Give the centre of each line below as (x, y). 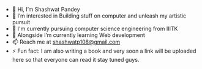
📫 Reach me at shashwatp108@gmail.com (66, 42)
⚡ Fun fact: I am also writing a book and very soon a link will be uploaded (104, 51)
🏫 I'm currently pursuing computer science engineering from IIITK (95, 28)
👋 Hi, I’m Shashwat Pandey (46, 9)
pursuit (21, 22)
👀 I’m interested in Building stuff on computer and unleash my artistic (99, 16)
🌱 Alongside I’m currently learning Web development (79, 35)
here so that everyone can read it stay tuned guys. (76, 60)
